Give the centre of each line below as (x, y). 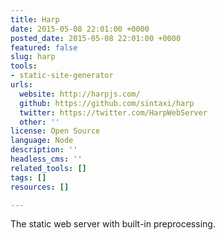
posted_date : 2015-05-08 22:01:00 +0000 (96, 38)
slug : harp (33, 57)
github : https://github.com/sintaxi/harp (107, 103)
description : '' (44, 150)
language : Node (42, 141)
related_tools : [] (48, 168)
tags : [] (28, 177)
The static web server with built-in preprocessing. (113, 224)
